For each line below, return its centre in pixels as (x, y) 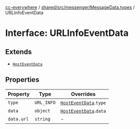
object (43, 111)
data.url (18, 119)
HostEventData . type (83, 102)
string (43, 119)
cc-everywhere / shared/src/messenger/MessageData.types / (70, 7)
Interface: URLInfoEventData (67, 33)
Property (19, 94)
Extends (19, 52)
